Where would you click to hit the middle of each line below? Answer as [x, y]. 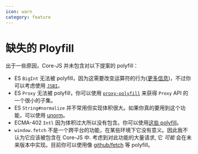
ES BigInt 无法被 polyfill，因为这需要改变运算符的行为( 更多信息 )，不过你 [103, 78]
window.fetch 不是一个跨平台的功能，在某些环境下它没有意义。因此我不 [101, 130]
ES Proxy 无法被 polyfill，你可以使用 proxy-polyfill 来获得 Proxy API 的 [101, 93]
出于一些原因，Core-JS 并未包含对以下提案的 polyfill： [72, 66]
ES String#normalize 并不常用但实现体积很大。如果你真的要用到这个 [97, 108]
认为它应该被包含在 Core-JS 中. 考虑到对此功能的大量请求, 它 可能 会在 [100, 137]
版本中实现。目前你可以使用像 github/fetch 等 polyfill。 [86, 145]
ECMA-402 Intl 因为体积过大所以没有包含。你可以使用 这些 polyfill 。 [98, 123]
